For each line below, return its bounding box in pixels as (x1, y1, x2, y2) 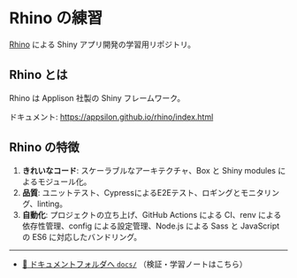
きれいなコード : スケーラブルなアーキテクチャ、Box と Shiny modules (21, 165, 277, 175)
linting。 (36, 198, 68, 209)
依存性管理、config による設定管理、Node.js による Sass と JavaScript (21, 220, 280, 231)
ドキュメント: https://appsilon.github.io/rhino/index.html (9, 112, 214, 122)
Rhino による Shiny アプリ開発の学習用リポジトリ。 (9, 39, 196, 50)
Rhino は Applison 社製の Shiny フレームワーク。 (9, 92, 186, 103)
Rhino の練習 (9, 8, 103, 28)
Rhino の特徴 (9, 140, 80, 155)
